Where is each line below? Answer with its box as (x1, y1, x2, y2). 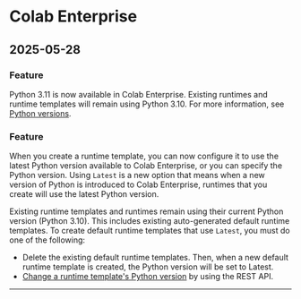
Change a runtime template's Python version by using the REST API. (21, 271, 274, 282)
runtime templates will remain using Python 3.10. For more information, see (9, 98, 285, 109)
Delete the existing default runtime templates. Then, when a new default (21, 252, 289, 263)
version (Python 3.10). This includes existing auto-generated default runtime (9, 216, 290, 226)
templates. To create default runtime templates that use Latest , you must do (9, 226, 290, 236)
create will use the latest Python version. (9, 189, 159, 200)
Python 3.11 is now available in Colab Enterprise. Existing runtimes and (9, 89, 269, 99)
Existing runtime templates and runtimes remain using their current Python (9, 206, 284, 217)
